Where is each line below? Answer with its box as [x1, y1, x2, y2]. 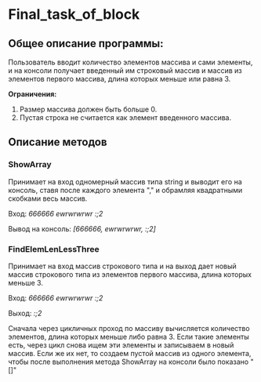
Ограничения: [8, 89, 57, 99]
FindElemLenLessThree [8, 243, 100, 254]
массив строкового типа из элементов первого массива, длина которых [8, 269, 252, 279]
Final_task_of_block [8, 5, 140, 24]
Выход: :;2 [8, 308, 42, 318]
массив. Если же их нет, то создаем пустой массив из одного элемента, [8, 348, 252, 358]
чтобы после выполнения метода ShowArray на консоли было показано [8, 357, 249, 366]
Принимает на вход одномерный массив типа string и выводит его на [8, 176, 243, 186]
